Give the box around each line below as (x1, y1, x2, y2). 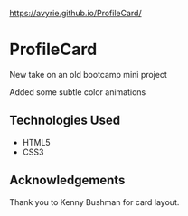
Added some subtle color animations (9, 86, 146, 98)
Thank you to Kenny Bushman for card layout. (9, 196, 180, 207)
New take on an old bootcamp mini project (9, 69, 167, 80)
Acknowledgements (9, 173, 126, 188)
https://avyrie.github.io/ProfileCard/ (9, 8, 142, 18)
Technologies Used (9, 113, 120, 128)
